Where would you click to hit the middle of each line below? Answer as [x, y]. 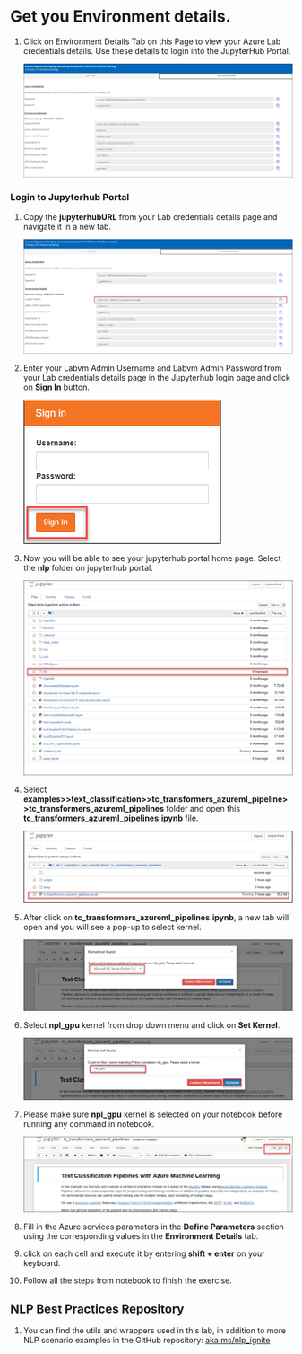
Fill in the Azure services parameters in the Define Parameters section [154, 1227]
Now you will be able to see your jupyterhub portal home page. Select [152, 558]
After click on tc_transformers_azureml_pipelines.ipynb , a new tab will [156, 917]
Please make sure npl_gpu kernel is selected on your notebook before [153, 1114]
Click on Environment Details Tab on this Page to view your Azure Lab [152, 41]
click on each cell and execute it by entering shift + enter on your [144, 1253]
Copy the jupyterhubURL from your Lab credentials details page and [150, 216]
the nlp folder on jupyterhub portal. [88, 567]
